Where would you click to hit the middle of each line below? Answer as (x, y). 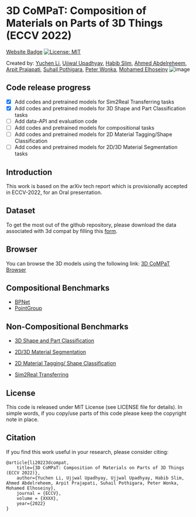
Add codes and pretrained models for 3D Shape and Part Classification (100, 108)
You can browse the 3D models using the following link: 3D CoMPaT (88, 263)
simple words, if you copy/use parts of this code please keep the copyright (96, 413)
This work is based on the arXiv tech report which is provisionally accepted (97, 186)
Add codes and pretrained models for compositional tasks (85, 127)
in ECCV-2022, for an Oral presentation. (54, 192)
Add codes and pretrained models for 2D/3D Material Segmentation (96, 147)
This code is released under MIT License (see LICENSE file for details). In (94, 407)
